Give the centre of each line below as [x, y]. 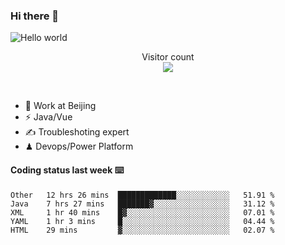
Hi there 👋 [35, 16]
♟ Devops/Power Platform [79, 146]
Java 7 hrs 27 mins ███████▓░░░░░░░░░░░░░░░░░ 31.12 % [142, 204]
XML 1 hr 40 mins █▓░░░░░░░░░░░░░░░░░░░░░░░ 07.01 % [142, 212]
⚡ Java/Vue [48, 117]
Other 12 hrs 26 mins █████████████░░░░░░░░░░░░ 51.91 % [142, 195]
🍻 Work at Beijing [60, 106]
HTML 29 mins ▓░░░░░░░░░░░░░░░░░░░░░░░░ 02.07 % [142, 230]
